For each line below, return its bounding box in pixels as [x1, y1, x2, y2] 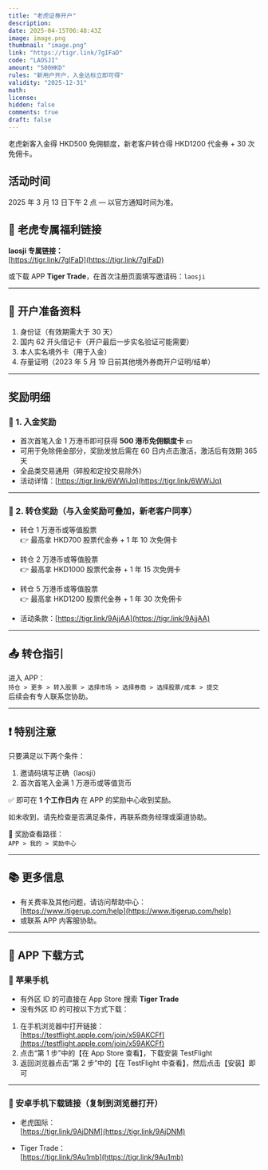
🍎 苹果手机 [8, 975, 49, 986]
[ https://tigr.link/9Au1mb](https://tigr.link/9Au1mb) [19, 1152, 183, 1161]
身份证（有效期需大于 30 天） [19, 327, 117, 337]
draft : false [8, 116, 52, 124]
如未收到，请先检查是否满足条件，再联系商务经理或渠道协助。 [8, 811, 211, 821]
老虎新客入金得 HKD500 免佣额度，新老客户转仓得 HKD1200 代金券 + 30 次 [8, 138, 255, 148]
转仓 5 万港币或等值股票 [19, 584, 98, 594]
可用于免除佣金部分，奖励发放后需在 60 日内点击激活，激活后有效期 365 [19, 446, 258, 455]
